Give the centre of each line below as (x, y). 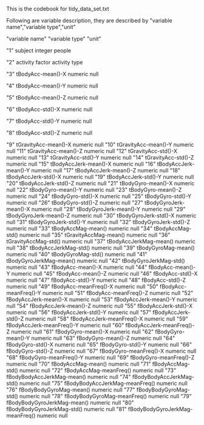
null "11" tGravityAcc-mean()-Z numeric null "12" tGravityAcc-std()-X (92, 151)
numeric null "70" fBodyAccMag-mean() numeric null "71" (79, 364)
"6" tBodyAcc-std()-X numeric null (49, 109)
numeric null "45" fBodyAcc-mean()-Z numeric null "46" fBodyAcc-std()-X (104, 274)
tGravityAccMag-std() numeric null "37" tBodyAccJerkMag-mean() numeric (101, 241)
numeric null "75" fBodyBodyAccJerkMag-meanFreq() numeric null (104, 383)
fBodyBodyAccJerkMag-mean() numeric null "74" (69, 377)
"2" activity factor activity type (45, 62)
